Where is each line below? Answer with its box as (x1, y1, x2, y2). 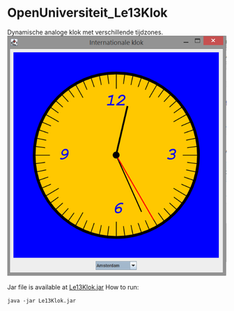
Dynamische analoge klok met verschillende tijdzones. (7, 28, 164, 36)
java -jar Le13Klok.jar (7, 298, 77, 305)
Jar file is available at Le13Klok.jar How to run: (7, 283, 139, 291)
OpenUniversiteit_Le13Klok (7, 5, 169, 21)
